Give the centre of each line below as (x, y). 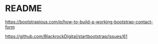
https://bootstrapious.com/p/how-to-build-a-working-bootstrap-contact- (79, 22)
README (24, 8)
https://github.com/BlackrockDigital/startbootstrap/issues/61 (66, 36)
